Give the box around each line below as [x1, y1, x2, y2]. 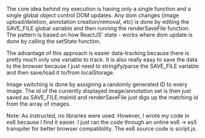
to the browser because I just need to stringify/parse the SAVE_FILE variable [6, 62, 199, 70]
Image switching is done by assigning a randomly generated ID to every [6, 81, 188, 88]
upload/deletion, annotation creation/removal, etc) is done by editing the [6, 18, 190, 25]
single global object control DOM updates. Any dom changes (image [6, 12, 179, 19]
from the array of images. [6, 100, 71, 107]
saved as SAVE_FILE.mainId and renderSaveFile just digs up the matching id [6, 94, 198, 101]
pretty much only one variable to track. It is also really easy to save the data [6, 56, 198, 63]
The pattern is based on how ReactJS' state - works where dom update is [6, 31, 193, 38]
